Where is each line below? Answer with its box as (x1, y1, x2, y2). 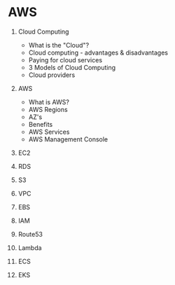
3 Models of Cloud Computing (28, 63, 116, 71)
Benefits (28, 120, 53, 128)
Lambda (17, 243, 42, 252)
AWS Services (28, 127, 70, 136)
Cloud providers (28, 71, 76, 79)
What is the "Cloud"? (28, 41, 90, 49)
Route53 (17, 230, 43, 238)
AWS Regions (28, 105, 69, 113)
